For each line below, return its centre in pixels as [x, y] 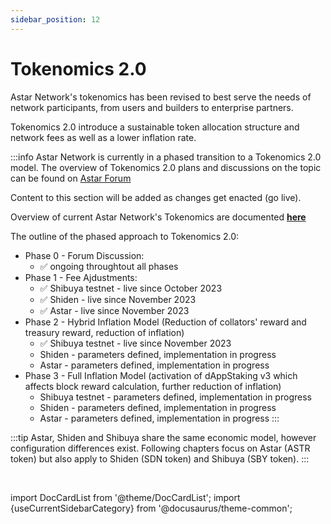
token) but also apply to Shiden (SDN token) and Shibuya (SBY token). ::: [160, 458]
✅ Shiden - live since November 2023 [118, 299]
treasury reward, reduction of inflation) [104, 332]
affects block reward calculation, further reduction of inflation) [153, 386]
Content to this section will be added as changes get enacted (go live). [156, 197]
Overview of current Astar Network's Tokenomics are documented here [158, 217]
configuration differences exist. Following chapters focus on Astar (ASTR [160, 448]
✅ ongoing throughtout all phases [109, 266]
